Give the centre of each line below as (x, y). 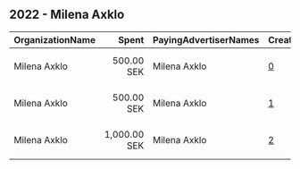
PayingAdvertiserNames (206, 39)
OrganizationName (55, 39)
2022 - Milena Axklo (67, 15)
